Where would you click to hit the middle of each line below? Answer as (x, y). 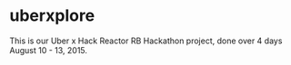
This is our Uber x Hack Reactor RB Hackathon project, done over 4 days (146, 41)
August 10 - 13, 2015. (49, 50)
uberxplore (52, 16)
